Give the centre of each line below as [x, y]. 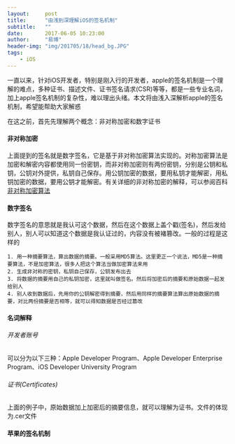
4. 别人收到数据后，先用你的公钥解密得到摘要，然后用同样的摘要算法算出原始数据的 [111, 294]
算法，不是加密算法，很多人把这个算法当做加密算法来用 [80, 264]
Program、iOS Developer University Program [72, 367]
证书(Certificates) [33, 384]
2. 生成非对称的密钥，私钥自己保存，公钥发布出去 [69, 272]
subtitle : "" [29, 27]
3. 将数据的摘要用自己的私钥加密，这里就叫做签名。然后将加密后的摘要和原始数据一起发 [116, 279]
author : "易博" [35, 40]
